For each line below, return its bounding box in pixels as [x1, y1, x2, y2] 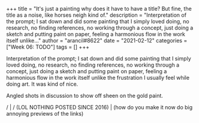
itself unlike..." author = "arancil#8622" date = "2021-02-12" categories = [6, 37, 188, 44]
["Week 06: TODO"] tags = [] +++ [6, 43, 90, 50]
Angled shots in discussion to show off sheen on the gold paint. [6, 92, 164, 99]
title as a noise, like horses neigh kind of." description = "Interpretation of [6, 11, 187, 19]
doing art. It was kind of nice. [6, 80, 79, 88]
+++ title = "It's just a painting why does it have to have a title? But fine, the [6, 5, 192, 12]
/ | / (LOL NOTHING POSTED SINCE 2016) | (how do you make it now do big [6, 104, 193, 110]
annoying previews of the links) [6, 110, 84, 117]
